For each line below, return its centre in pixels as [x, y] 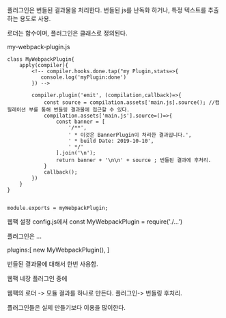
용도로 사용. [35, 18]
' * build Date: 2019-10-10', [111, 141]
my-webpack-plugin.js [39, 47]
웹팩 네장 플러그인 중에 [37, 278]
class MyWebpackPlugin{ [41, 59]
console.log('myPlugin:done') [84, 77]
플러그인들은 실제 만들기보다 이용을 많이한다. [67, 307]
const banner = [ [81, 122]
